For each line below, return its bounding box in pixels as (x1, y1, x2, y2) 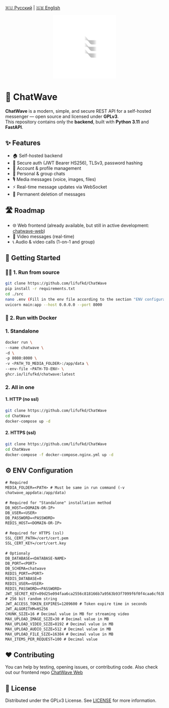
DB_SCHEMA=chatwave (5, 566, 46, 571)
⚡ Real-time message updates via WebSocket (12, 183, 107, 190)
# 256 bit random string (5, 596, 57, 601)
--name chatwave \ (5, 345, 44, 350)
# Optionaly (5, 551, 30, 556)
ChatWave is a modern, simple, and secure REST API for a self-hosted (5, 108, 151, 114)
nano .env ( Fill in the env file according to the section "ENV (5, 297, 143, 302)
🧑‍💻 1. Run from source (5, 268, 60, 275)
